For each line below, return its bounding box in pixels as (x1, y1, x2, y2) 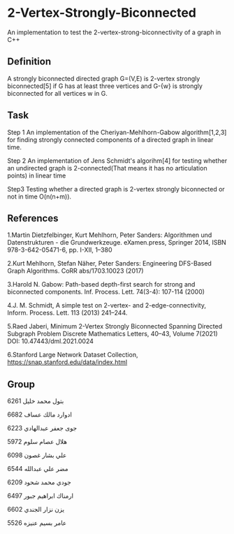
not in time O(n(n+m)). (7, 192, 72, 201)
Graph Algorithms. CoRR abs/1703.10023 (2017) (7, 267, 145, 275)
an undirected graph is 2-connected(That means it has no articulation (7, 164, 207, 172)
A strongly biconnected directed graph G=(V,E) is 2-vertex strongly (7, 74, 200, 82)
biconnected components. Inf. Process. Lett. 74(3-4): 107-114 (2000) (7, 288, 205, 296)
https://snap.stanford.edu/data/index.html (7, 358, 128, 366)
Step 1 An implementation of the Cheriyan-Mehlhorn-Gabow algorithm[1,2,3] (7, 128, 227, 136)
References (7, 212, 59, 224)
